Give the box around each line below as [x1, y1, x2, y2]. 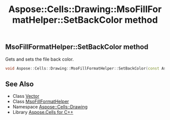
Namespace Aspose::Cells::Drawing [12, 104, 88, 110]
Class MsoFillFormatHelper [12, 98, 69, 104]
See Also [5, 80, 34, 88]
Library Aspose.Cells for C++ [12, 109, 73, 115]
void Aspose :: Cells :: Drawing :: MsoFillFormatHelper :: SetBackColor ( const [5, 66, 159, 71]
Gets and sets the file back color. [5, 56, 74, 62]
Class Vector [12, 93, 39, 99]
